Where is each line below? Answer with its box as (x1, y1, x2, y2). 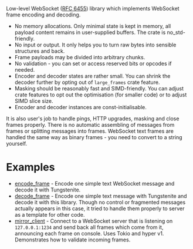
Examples (6, 161, 55, 174)
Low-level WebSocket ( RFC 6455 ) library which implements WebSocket (6, 5, 180, 12)
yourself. (6, 140, 28, 147)
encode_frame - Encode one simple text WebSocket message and (14, 180, 175, 187)
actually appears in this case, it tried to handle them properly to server (14, 205, 185, 212)
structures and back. (14, 48, 65, 55)
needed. (14, 66, 35, 73)
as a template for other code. (14, 211, 85, 218)
